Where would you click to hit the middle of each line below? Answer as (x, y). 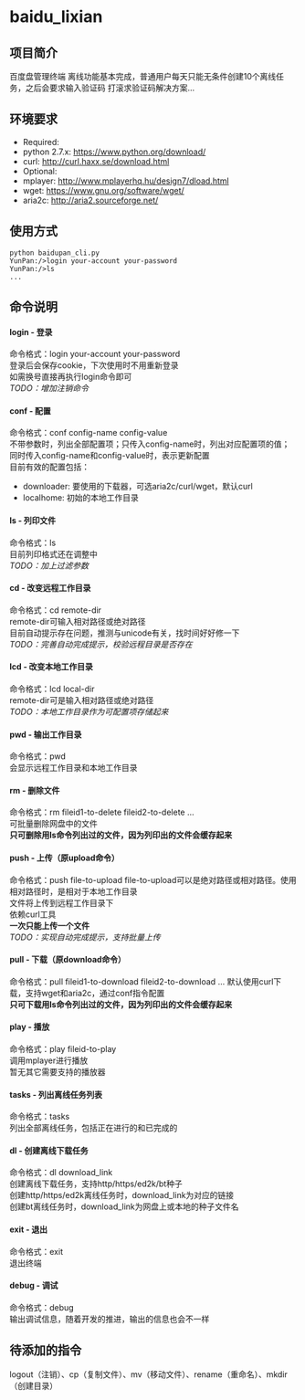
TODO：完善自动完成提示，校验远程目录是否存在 (101, 644)
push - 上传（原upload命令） (65, 858)
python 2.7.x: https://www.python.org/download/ (114, 152)
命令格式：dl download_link (61, 1173)
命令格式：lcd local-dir (52, 689)
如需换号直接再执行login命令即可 (71, 377)
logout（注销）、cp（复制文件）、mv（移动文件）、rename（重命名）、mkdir (148, 1374)
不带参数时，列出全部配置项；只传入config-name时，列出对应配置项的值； (150, 444)
